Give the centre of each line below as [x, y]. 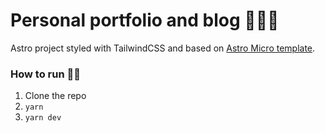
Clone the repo [55, 96]
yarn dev [43, 118]
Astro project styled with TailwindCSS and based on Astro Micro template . [163, 48]
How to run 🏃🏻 [45, 74]
